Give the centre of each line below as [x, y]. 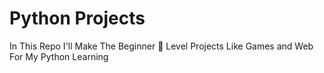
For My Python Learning [59, 56]
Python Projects [77, 18]
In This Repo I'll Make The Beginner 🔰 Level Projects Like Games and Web [161, 46]
